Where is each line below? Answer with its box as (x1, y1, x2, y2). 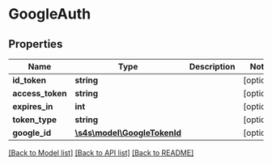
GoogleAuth (8, 5, 91, 23)
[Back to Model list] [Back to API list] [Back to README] (8, 148, 194, 158)
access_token (12, 88, 67, 99)
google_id (12, 127, 51, 138)
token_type (12, 114, 57, 125)
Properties (8, 37, 63, 51)
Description (189, 61, 236, 72)
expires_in (12, 101, 53, 112)
